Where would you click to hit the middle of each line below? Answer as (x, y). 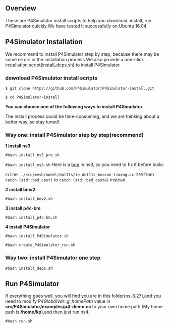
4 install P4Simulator (28, 227)
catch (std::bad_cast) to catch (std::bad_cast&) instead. (66, 180)
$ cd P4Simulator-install (32, 97)
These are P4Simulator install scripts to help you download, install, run (78, 20)
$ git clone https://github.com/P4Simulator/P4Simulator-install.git (80, 88)
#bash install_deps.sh (29, 268)
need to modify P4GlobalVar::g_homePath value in (58, 301)
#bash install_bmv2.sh (29, 199)
